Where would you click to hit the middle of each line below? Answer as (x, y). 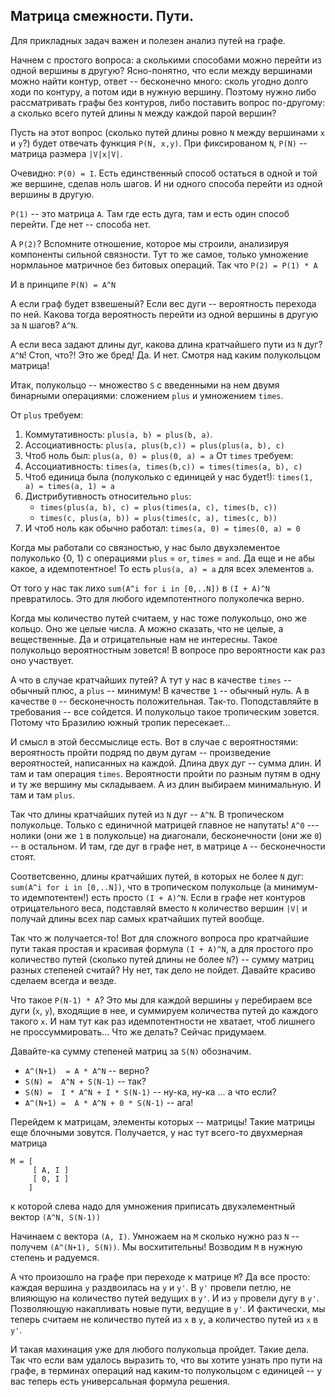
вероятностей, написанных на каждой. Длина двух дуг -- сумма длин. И (166, 763)
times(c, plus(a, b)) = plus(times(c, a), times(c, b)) (158, 518)
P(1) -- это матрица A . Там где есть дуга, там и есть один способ (150, 213)
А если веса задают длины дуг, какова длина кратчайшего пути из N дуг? (166, 344)
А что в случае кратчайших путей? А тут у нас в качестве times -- (151, 680)
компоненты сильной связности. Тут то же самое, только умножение (159, 254)
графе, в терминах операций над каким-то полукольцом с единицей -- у (166, 1370)
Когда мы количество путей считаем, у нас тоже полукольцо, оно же (158, 618)
